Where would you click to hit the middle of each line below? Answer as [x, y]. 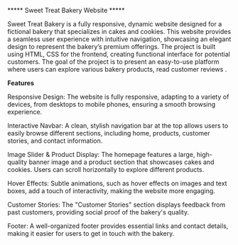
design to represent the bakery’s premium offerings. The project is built [112, 47]
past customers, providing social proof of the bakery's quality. [98, 212]
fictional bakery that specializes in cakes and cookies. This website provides [119, 32]
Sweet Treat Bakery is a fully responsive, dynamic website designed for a [115, 24]
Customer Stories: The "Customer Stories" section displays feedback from [117, 205]
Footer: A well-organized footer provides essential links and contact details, [118, 226]
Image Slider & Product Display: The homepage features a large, [101, 154]
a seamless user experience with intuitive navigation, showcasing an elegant [119, 39]
